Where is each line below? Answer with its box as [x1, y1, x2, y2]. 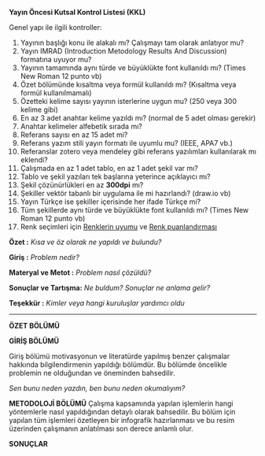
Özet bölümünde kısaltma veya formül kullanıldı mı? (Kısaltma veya [20, 80, 237, 89]
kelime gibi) [20, 105, 58, 114]
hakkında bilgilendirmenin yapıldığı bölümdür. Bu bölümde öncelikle [9, 360, 227, 369]
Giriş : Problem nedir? [9, 253, 80, 261]
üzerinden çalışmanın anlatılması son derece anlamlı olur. [9, 424, 193, 433]
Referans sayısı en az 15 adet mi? [20, 130, 128, 139]
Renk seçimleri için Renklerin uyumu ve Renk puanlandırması [20, 222, 217, 232]
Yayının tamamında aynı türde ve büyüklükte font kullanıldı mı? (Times [20, 63, 246, 72]
